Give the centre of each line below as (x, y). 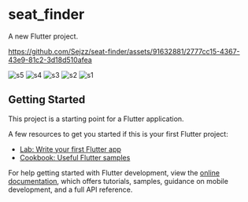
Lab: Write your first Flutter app (70, 149)
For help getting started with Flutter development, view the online (114, 173)
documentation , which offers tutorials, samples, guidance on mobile (118, 181)
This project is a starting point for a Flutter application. (96, 119)
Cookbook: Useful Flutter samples (75, 157)
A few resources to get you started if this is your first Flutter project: (118, 134)
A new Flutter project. (43, 36)
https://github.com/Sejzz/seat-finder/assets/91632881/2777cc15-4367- (124, 51)
